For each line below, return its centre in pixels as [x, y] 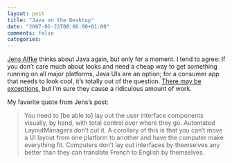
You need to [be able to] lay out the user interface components [114, 116]
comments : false [30, 33]
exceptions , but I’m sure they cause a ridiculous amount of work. [99, 89]
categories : [24, 40]
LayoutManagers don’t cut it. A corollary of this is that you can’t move [123, 130]
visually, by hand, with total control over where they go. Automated [119, 123]
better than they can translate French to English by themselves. [114, 153]
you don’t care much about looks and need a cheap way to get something [113, 67]
